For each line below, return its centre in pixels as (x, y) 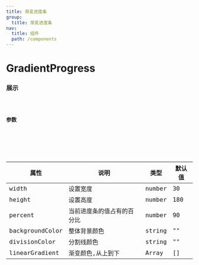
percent (22, 215)
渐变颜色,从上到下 (94, 253)
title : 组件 (25, 34)
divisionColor (33, 242)
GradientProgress (51, 68)
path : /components (34, 39)
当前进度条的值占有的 (98, 211)
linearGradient (34, 253)
